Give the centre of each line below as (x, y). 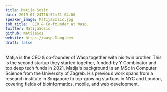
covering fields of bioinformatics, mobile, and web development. (72, 84)
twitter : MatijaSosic (28, 29)
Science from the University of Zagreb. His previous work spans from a (79, 73)
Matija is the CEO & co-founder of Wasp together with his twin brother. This (84, 57)
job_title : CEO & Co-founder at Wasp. (47, 24)
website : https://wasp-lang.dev (39, 38)
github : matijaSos (24, 33)
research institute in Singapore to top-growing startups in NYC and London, (84, 78)
